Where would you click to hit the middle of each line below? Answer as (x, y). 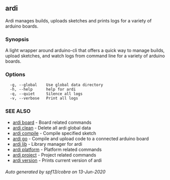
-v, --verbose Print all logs (44, 98)
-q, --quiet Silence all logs (46, 94)
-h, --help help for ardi (43, 89)
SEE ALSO (18, 111)
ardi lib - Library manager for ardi (47, 144)
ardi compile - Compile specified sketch (54, 133)
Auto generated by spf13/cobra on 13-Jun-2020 (55, 172)
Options (15, 74)
